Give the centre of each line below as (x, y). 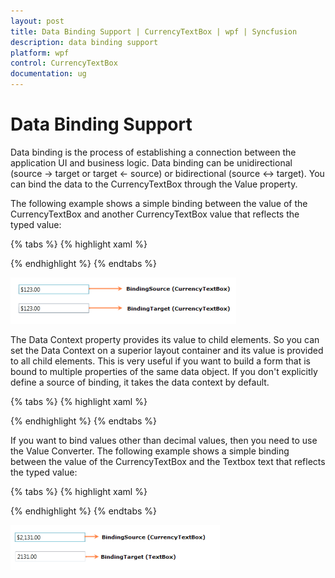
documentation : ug (48, 74)
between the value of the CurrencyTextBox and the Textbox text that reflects (168, 461)
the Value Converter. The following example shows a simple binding (150, 451)
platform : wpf (40, 53)
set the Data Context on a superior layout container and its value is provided (167, 350)
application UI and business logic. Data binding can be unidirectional (151, 162)
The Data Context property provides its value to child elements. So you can (165, 339)
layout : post (37, 21)
